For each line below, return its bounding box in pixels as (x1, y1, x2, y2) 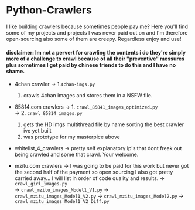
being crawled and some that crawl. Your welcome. (14, 151, 139, 158)
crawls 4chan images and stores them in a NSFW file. (23, 92, 153, 99)
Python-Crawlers (6, 4, 93, 17)
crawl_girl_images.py (14, 181, 67, 187)
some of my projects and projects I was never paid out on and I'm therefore (6, 29, 188, 36)
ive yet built (23, 127, 52, 134)
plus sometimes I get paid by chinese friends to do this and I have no (6, 61, 176, 68)
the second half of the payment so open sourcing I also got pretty (14, 168, 173, 176)
